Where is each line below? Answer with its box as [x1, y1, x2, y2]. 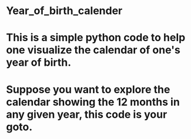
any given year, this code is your [6, 107, 167, 121]
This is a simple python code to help [6, 31, 186, 45]
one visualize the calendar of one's [6, 43, 180, 57]
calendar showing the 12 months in [6, 95, 180, 109]
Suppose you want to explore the [6, 83, 170, 96]
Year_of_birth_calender [6, 4, 123, 18]
